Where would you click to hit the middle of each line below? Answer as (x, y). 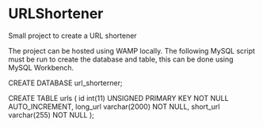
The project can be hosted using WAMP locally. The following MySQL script (132, 50)
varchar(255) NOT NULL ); (51, 114)
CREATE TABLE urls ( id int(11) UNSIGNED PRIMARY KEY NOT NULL (118, 98)
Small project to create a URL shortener (72, 35)
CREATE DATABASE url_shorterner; (65, 83)
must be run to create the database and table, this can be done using (121, 59)
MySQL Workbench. (41, 67)
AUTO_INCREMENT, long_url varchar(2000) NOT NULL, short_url (114, 106)
